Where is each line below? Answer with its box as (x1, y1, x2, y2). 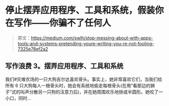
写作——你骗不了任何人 (14, 17, 112, 29)
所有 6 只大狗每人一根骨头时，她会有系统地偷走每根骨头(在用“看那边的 (5, 82, 151, 88)
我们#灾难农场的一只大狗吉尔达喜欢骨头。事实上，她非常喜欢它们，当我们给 (5, 76, 162, 82)
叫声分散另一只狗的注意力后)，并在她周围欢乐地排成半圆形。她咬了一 (20, 89, 163, 95)
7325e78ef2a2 (17, 46, 48, 52)
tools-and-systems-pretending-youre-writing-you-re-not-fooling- (17, 40, 154, 46)
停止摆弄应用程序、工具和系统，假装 (5, 5, 155, 16)
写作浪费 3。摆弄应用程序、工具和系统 (5, 62, 124, 71)
